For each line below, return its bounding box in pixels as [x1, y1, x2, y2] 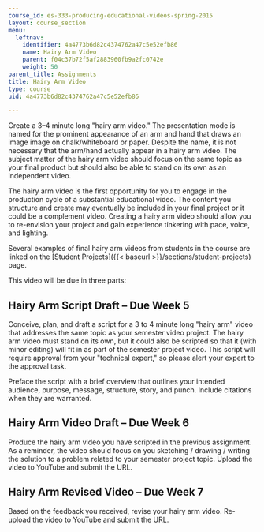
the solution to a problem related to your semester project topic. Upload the [8, 454, 254, 463]
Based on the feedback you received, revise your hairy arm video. [8, 506, 222, 515]
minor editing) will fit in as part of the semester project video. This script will [8, 345, 255, 354]
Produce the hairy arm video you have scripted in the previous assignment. [8, 437, 252, 447]
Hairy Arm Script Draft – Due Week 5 [8, 298, 190, 312]
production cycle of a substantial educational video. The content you [8, 195, 232, 204]
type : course [8, 84, 51, 93]
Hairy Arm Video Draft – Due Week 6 [8, 416, 190, 430]
